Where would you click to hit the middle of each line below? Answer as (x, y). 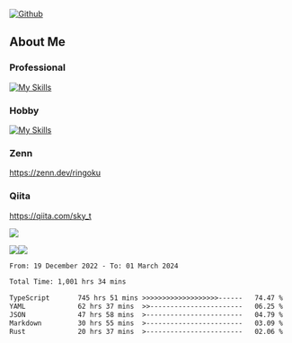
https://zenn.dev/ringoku (55, 173)
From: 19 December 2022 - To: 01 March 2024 (94, 266)
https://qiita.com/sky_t (50, 215)
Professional (37, 67)
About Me (37, 42)
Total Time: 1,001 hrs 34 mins (68, 282)
